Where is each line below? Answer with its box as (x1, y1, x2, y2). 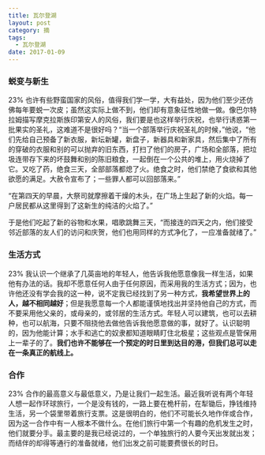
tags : (8, 33, 26, 42)
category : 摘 (8, 26, 50, 34)
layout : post (8, 19, 51, 27)
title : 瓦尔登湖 (8, 11, 57, 20)
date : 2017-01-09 (8, 48, 65, 56)
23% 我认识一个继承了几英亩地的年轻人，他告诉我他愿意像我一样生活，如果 (8, 269, 254, 278)
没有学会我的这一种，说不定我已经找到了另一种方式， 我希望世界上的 (28, 288, 250, 298)
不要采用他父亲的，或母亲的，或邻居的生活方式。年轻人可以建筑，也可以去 (8, 308, 250, 318)
